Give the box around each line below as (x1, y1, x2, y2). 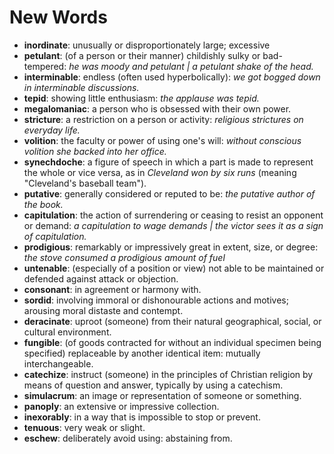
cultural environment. (23, 326, 112, 338)
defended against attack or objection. (23, 272, 179, 285)
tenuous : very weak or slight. (23, 421, 146, 433)
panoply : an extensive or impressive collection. (23, 400, 220, 412)
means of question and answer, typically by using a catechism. (23, 379, 284, 391)
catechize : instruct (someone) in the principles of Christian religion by (23, 368, 314, 380)
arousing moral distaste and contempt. (23, 304, 184, 316)
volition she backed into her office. (23, 145, 167, 157)
